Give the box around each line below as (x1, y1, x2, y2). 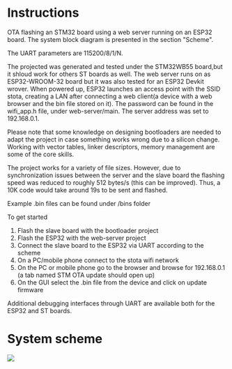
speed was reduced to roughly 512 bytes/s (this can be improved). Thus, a (7, 178, 221, 186)
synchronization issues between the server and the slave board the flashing (7, 171, 225, 179)
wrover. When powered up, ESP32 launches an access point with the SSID (7, 84, 221, 93)
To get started (7, 213, 48, 221)
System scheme (7, 331, 103, 347)
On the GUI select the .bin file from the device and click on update (17, 278, 208, 287)
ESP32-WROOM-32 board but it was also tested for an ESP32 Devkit (7, 77, 204, 85)
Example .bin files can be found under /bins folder (7, 199, 151, 207)
